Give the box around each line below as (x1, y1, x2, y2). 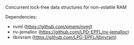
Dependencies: (5, 14, 37, 19)
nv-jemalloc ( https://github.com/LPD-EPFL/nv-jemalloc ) (12, 29, 129, 34)
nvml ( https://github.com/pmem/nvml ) (12, 23, 93, 29)
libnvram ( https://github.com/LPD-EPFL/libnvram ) (12, 34, 117, 40)
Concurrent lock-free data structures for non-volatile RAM (5, 4, 127, 10)
